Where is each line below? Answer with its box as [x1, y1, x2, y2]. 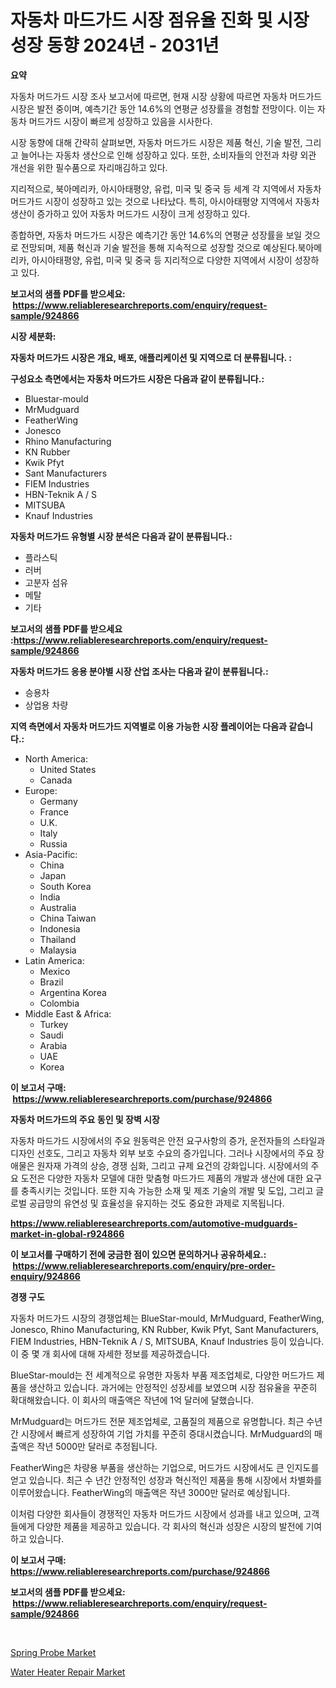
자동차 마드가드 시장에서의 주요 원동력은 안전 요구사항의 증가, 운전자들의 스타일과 [10, 1134, 326, 1146]
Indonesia [39, 922, 81, 935]
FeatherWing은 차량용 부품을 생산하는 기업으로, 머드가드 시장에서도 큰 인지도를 [10, 1461, 320, 1473]
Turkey [39, 1018, 69, 1030]
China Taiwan [39, 912, 97, 924]
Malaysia [39, 944, 77, 956]
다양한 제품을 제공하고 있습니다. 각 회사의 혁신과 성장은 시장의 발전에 [36, 1520, 304, 1532]
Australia [39, 901, 77, 913]
